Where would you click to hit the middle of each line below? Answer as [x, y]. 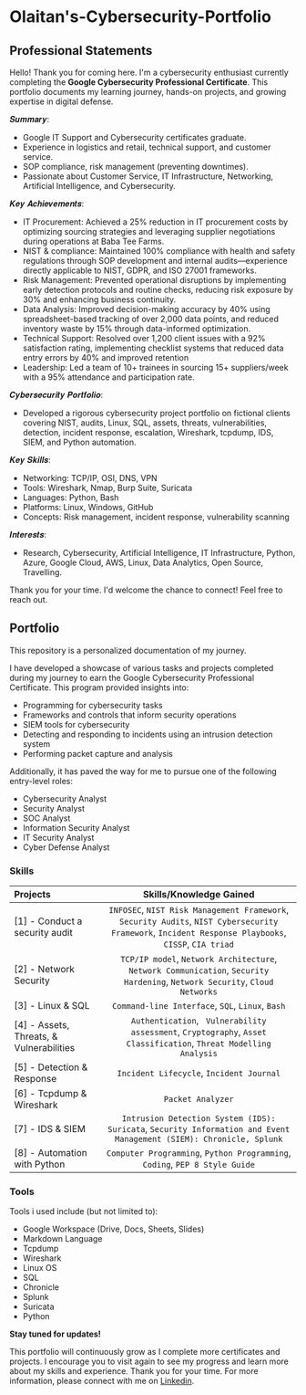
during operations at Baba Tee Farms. [93, 241]
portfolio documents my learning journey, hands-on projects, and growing [148, 92]
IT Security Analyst [58, 837]
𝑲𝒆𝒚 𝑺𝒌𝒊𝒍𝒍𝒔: [31, 460]
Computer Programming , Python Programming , [199, 1153]
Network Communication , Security [199, 970]
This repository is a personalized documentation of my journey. [128, 650]
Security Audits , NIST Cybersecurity [199, 921]
